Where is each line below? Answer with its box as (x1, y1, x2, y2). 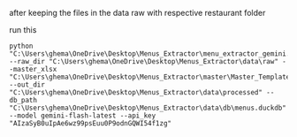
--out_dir (9, 80, 46, 89)
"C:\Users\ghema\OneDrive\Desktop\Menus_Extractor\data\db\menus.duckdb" (9, 103, 287, 112)
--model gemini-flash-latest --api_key (9, 111, 156, 120)
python (9, 42, 34, 50)
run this (9, 25, 37, 34)
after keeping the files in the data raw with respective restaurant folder (9, 8, 266, 18)
